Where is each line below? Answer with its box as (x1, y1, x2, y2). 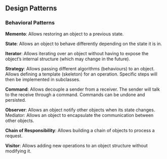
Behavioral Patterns (5, 19, 55, 26)
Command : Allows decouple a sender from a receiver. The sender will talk (5, 86, 160, 92)
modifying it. (5, 148, 31, 154)
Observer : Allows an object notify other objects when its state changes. (5, 106, 155, 113)
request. (5, 133, 23, 139)
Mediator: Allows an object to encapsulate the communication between (5, 112, 154, 118)
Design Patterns (5, 4, 57, 13)
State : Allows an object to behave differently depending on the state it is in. (5, 41, 162, 47)
